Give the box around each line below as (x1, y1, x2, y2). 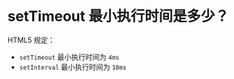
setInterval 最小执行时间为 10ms (18, 61, 127, 72)
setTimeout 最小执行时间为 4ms (18, 52, 119, 61)
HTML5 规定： (7, 35, 55, 45)
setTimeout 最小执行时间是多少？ (7, 7, 229, 26)
